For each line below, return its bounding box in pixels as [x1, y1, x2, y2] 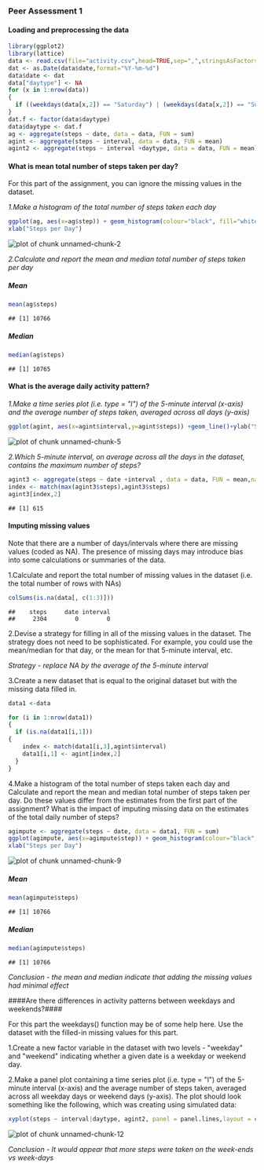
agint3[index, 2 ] [8, 490, 61, 498]
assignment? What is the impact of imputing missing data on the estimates [8, 803, 249, 814]
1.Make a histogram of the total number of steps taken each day [8, 203, 217, 212]
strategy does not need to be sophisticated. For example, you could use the [8, 637, 253, 646]
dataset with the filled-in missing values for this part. [8, 1027, 178, 1037]
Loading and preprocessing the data [8, 25, 130, 35]
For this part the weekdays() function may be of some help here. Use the [8, 1019, 244, 1029]
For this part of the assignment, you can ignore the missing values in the [8, 179, 242, 188]
